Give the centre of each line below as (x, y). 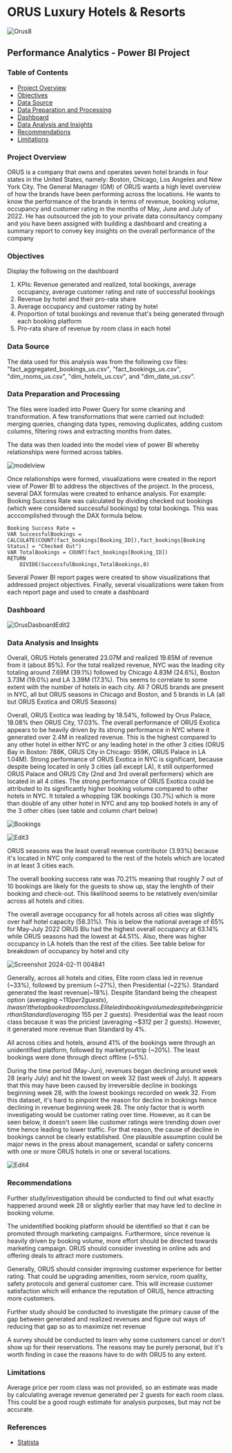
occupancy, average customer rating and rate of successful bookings (116, 292)
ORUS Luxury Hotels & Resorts (97, 12)
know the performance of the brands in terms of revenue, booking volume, (113, 201)
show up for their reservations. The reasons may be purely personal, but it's (115, 1347)
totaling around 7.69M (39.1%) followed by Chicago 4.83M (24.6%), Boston (114, 673)
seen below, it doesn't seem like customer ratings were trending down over (114, 1122)
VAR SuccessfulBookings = (44, 534)
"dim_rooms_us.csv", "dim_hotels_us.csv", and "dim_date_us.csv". (101, 376)
